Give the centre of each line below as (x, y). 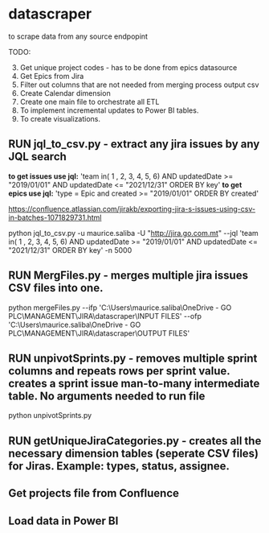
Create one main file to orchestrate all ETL (90, 101)
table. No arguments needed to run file (107, 396)
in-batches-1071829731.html (55, 217)
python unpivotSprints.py (50, 415)
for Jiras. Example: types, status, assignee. (119, 466)
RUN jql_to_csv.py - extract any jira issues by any (134, 145)
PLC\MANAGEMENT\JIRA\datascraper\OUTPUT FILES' (99, 333)
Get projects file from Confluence (94, 493)
